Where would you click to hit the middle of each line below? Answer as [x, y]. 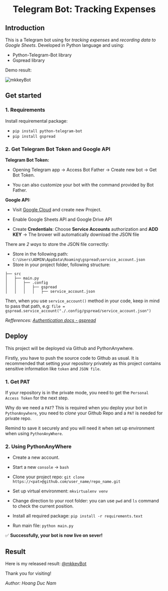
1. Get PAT [18, 382]
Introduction [25, 28]
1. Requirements [25, 110]
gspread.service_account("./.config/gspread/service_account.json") [78, 311]
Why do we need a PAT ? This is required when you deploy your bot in [76, 408]
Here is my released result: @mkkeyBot [46, 564]
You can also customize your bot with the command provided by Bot [83, 185]
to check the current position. [43, 506]
